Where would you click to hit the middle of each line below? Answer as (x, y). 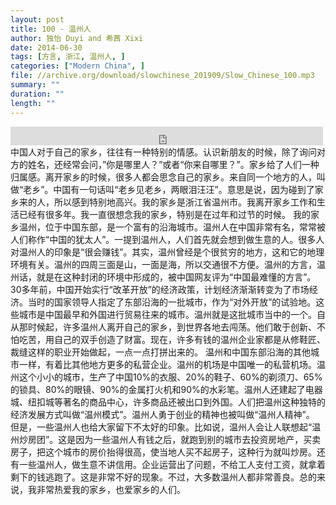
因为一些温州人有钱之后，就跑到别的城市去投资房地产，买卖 (198, 439)
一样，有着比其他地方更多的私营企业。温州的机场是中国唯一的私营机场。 (167, 364)
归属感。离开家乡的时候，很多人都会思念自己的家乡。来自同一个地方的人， (163, 177)
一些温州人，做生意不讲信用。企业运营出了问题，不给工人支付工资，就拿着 (172, 464)
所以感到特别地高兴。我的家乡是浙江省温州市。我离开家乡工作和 (185, 202)
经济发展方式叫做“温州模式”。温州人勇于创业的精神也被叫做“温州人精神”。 (162, 414)
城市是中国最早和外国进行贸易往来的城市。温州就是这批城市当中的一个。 (167, 314)
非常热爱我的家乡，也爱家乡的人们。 (111, 489)
